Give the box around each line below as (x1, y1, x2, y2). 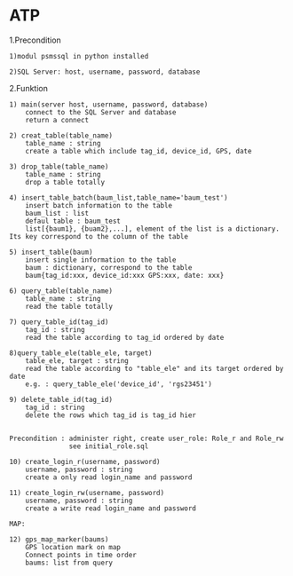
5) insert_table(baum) (9, 248, 93, 256)
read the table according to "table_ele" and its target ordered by (25, 364, 284, 373)
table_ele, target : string (25, 356, 129, 365)
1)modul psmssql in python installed (9, 51, 149, 60)
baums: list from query (25, 558, 114, 567)
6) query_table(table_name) (9, 286, 114, 296)
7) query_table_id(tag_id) (9, 317, 109, 327)
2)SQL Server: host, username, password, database (9, 67, 201, 76)
